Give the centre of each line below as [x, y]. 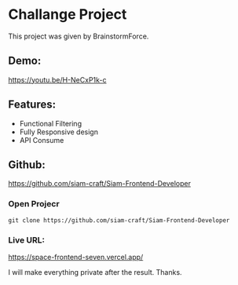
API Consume [42, 140]
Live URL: [27, 239]
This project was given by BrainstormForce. [79, 36]
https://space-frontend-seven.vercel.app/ [76, 257]
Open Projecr [34, 204]
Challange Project [68, 15]
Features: [32, 105]
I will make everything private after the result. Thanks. [95, 272]
